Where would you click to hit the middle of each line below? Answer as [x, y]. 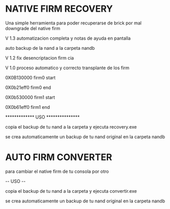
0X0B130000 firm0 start [30, 77]
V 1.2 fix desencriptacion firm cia [40, 58]
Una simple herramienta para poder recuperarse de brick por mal [74, 23]
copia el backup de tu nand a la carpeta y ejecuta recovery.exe [71, 127]
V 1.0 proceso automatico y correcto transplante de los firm [67, 68]
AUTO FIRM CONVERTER [59, 157]
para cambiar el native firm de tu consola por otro [57, 171]
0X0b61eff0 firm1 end [28, 107]
